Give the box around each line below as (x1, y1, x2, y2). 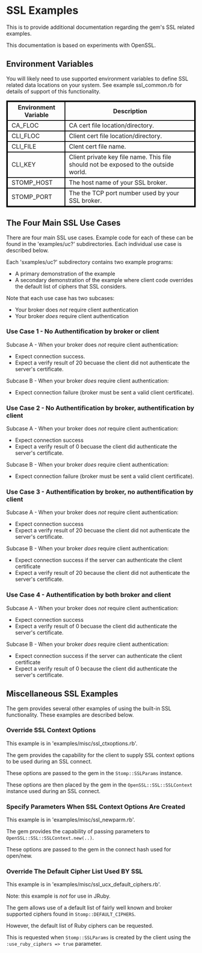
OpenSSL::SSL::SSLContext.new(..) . (6, 834, 94, 842)
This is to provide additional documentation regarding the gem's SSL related (6, 23, 195, 31)
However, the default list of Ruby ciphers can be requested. (6, 922, 153, 930)
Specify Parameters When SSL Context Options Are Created (6, 802, 185, 811)
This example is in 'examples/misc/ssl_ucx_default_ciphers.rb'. (6, 881, 161, 888)
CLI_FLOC (11, 132, 40, 140)
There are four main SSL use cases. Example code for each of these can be (6, 234, 194, 241)
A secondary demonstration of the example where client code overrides (14, 276, 194, 283)
